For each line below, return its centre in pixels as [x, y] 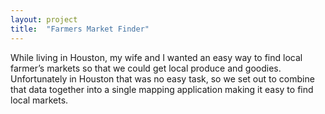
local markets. [39, 100]
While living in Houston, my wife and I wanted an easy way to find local [156, 57]
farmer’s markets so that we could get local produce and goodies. [146, 68]
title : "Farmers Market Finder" [80, 29]
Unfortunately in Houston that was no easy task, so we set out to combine [162, 78]
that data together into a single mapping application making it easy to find [162, 89]
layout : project [44, 19]
